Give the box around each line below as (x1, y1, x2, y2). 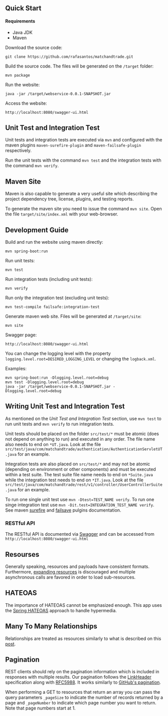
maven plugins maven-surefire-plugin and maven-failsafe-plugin (5, 142, 141, 148)
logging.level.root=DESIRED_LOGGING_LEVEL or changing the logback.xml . (5, 356, 156, 362)
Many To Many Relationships (5, 622, 98, 631)
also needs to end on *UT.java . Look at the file (5, 441, 101, 447)
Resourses (5, 550, 40, 558)
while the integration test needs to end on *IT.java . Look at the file (5, 477, 144, 483)
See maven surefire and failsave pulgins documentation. (5, 507, 121, 513)
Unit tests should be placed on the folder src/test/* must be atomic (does (5, 431, 159, 437)
